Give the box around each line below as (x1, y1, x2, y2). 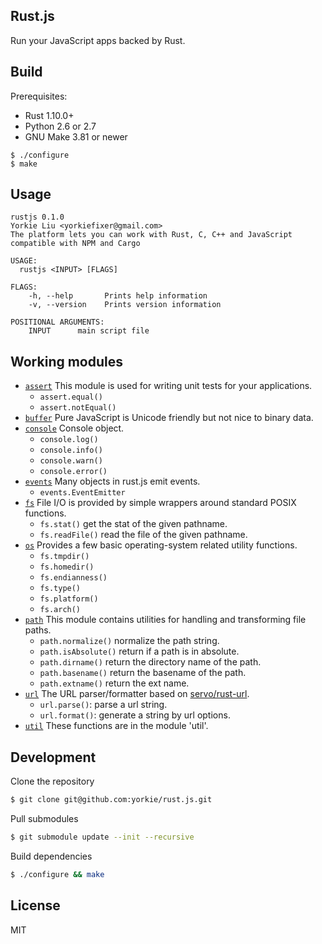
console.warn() (39, 456, 103, 466)
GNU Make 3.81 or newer (24, 130, 128, 143)
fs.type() (39, 584, 82, 594)
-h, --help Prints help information (28, 291, 208, 301)
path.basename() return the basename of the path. (39, 667, 247, 679)
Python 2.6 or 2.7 (24, 120, 97, 132)
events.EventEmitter (39, 488, 126, 498)
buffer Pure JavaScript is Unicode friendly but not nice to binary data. (24, 412, 314, 424)
